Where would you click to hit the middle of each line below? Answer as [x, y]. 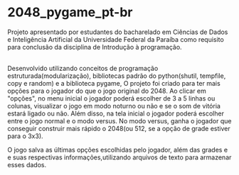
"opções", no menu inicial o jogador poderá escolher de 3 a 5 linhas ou [111, 98]
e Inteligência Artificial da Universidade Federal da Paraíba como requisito [116, 39]
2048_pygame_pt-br [70, 12]
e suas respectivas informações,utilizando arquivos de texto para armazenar [119, 157]
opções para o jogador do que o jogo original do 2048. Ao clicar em [107, 91]
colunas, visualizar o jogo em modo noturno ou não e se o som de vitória [114, 106]
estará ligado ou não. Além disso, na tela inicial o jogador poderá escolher [116, 113]
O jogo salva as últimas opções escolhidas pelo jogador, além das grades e [118, 149]
